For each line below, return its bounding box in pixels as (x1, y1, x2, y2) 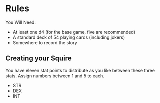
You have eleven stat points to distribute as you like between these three (5, 67, 155, 73)
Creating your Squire (5, 54, 72, 63)
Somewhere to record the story (12, 39, 77, 45)
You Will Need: (5, 19, 36, 25)
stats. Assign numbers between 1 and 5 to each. (5, 73, 104, 79)
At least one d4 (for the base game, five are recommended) (12, 29, 136, 35)
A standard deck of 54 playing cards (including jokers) (12, 34, 125, 40)
